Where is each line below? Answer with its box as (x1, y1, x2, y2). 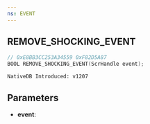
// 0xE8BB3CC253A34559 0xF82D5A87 (7, 54, 108, 61)
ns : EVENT (7, 10, 36, 17)
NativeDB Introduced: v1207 (7, 73, 89, 80)
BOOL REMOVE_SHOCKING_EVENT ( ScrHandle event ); (7, 60, 144, 68)
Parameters (7, 91, 59, 104)
